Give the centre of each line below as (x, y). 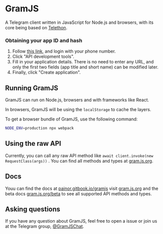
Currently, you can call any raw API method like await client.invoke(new (79, 155)
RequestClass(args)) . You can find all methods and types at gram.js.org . (79, 161)
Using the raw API (33, 144)
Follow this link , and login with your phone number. (64, 51)
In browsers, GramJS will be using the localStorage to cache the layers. (78, 110)
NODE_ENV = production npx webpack (40, 128)
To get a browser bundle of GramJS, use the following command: (71, 119)
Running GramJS (32, 88)
